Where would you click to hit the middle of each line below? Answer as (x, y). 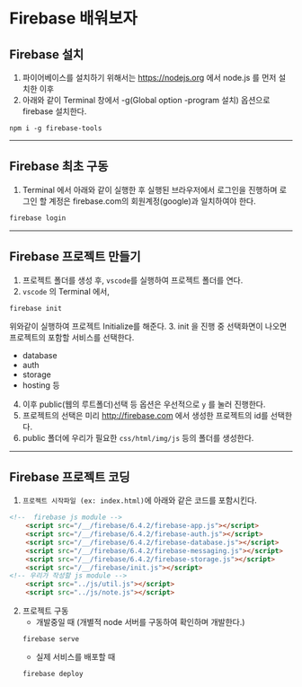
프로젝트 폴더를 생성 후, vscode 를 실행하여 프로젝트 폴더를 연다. (133, 280)
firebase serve (51, 639)
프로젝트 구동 (45, 611)
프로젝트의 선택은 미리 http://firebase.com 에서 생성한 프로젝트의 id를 (145, 415)
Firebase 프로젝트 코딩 (70, 477)
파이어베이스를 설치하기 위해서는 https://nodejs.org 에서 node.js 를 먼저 (149, 78)
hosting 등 (41, 385)
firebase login (38, 218)
